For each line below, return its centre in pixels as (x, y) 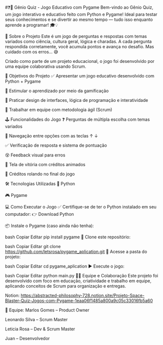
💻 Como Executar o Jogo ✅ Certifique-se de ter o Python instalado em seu (81, 207)
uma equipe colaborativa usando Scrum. (46, 66)
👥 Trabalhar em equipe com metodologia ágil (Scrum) (59, 110)
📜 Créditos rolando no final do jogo (40, 174)
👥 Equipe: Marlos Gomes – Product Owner (47, 310)
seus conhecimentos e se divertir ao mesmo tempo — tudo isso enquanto (79, 19)
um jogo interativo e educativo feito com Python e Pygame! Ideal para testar (81, 14)
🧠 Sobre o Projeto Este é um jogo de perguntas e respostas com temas (76, 36)
